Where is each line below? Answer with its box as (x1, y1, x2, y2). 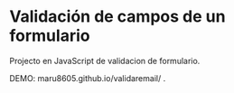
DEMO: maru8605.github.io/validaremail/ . (9, 72, 166, 83)
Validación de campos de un (9, 6, 226, 27)
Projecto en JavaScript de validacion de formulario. (9, 55, 201, 66)
